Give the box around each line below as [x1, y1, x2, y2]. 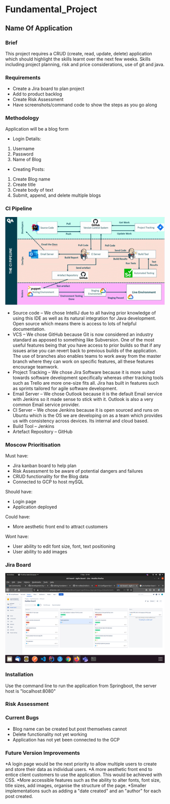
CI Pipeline [5, 205, 32, 212]
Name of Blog [12, 157, 41, 163]
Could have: [5, 513, 30, 519]
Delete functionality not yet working [12, 731, 88, 737]
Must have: [5, 452, 29, 458]
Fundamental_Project [5, 4, 97, 15]
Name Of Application [5, 24, 72, 33]
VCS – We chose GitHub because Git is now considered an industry [12, 331, 153, 337]
